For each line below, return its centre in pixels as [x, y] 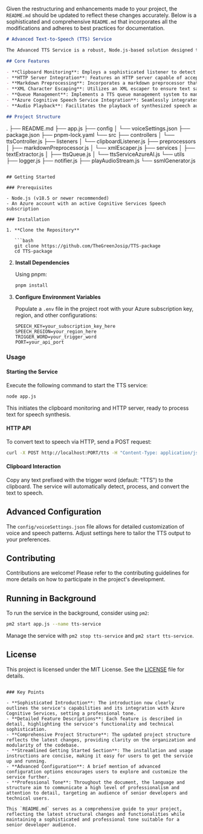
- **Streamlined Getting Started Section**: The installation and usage [100, 750]
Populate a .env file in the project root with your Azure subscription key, [104, 309]
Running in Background [51, 599]
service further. [28, 777]
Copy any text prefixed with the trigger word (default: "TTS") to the [90, 480]
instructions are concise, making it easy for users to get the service [100, 756]
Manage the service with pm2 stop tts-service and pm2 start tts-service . [100, 636]
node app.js [21, 396]
